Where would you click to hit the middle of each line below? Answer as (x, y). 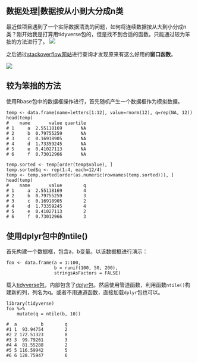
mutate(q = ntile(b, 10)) (49, 314)
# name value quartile (46, 123)
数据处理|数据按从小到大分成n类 (65, 11)
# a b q (37, 324)
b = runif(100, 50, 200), (86, 268)
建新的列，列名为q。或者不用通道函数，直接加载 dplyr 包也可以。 (85, 292)
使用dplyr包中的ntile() (47, 236)
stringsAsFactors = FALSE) (87, 273)
